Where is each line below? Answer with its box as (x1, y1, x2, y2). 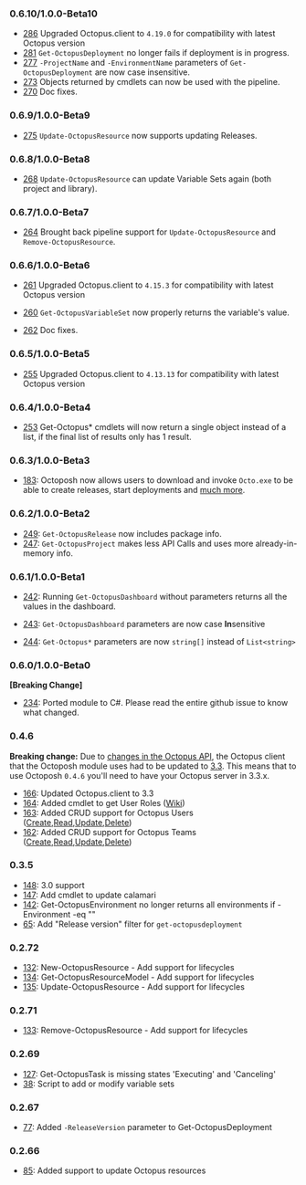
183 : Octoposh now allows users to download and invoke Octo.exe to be (22, 475, 294, 486)
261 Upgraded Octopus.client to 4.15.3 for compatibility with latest (22, 279, 274, 290)
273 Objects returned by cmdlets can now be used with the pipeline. (22, 77, 280, 88)
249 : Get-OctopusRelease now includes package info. (22, 528, 222, 539)
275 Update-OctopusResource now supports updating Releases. (22, 130, 258, 141)
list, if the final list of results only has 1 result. (22, 432, 192, 443)
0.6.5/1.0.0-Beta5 (9, 348, 90, 361)
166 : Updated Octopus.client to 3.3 (22, 788, 154, 799)
